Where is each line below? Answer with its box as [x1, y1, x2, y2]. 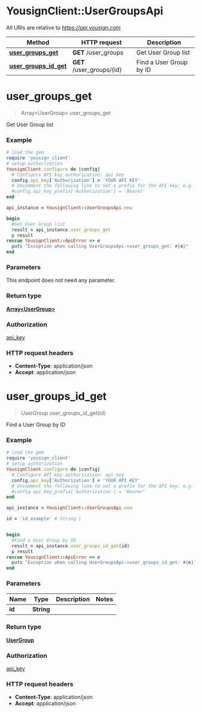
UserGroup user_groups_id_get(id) [20, 409, 106, 417]
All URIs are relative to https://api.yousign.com [6, 24, 121, 31]
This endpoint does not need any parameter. [6, 277, 115, 284]
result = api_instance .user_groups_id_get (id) [11, 543, 130, 549]
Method [26, 38, 50, 46]
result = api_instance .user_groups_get [11, 226, 111, 233]
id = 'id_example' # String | [6, 516, 82, 522]
